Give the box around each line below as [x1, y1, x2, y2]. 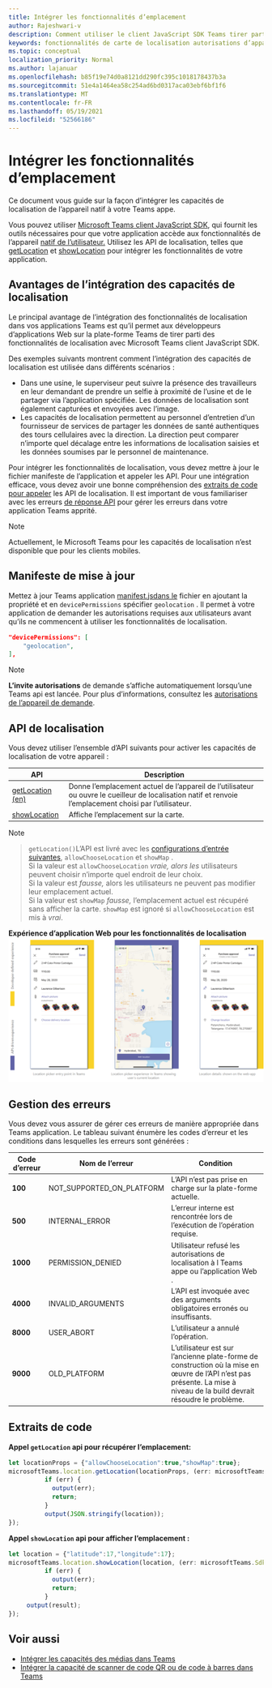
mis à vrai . [28, 912, 63, 922]
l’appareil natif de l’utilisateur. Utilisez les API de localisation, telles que [8, 238, 244, 247]
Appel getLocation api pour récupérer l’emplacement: [8, 1442, 192, 1451]
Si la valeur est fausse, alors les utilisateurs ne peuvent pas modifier [28, 878, 256, 888]
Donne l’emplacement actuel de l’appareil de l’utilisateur [68, 781, 254, 790]
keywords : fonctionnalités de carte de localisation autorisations [8, 39, 241, 47]
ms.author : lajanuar [8, 65, 79, 73]
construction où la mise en [171, 1360, 259, 1370]
